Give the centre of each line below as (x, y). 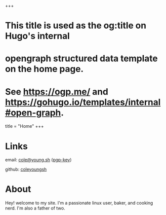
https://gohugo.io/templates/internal (83, 102)
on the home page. (44, 69)
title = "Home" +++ (25, 126)
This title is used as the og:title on (76, 26)
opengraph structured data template (82, 58)
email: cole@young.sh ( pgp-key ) (38, 160)
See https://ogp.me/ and (57, 91)
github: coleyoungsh (26, 169)
